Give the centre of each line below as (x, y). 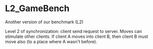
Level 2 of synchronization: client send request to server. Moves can (74, 31)
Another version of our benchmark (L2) (44, 22)
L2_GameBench (37, 8)
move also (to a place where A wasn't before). (51, 41)
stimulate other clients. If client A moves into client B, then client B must (76, 36)
